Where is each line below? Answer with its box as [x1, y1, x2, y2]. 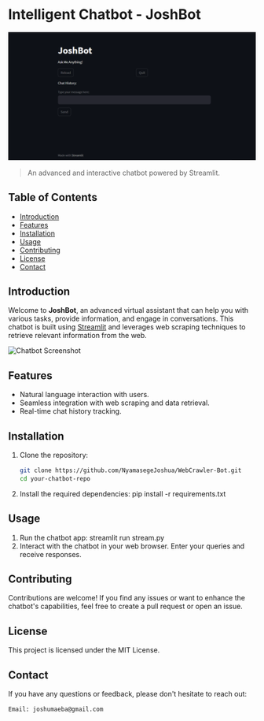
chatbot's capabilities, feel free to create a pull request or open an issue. [8, 601, 244, 611]
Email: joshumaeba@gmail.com [8, 705, 104, 714]
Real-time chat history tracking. [19, 407, 122, 416]
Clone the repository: [19, 451, 89, 460]
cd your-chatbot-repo [19, 474, 90, 482]
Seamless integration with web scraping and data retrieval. [19, 398, 210, 407]
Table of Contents [8, 191, 98, 204]
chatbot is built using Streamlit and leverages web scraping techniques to [8, 322, 246, 332]
